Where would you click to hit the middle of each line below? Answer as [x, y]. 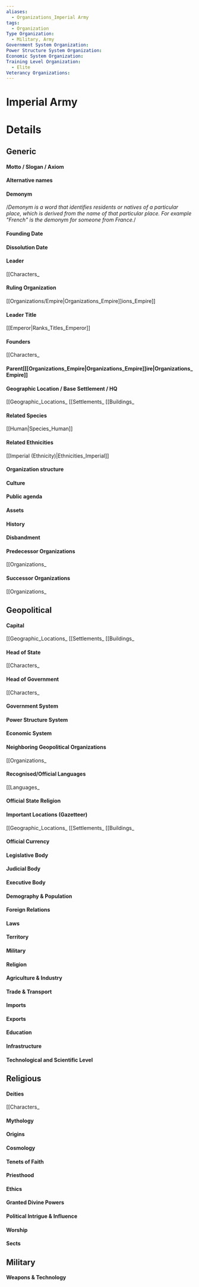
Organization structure [35, 470]
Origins [15, 1134]
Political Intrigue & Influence [42, 1216]
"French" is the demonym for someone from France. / [71, 220]
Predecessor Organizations [41, 551]
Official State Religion [34, 801]
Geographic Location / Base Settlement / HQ [62, 388]
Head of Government [33, 679]
